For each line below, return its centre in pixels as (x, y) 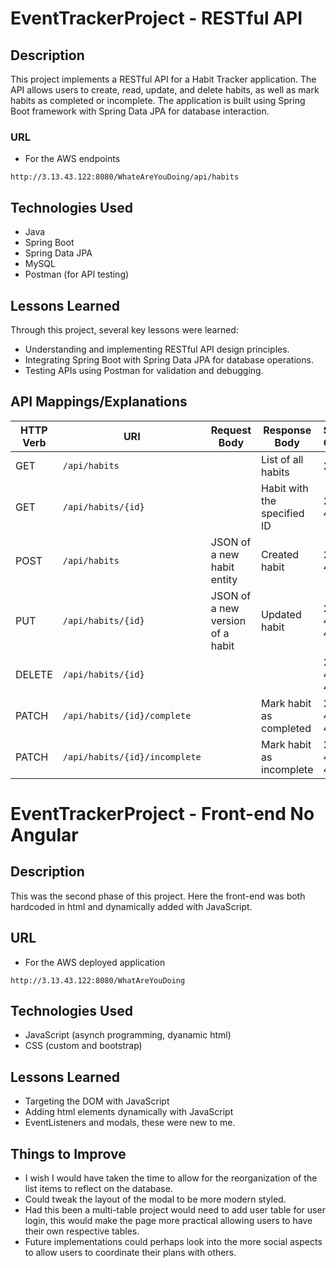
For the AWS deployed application (95, 962)
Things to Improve (68, 1153)
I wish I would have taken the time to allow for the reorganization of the (171, 1178)
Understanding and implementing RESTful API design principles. (157, 349)
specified (283, 513)
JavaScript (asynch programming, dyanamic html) (128, 1035)
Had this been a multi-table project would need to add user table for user (175, 1209)
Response (287, 430)
